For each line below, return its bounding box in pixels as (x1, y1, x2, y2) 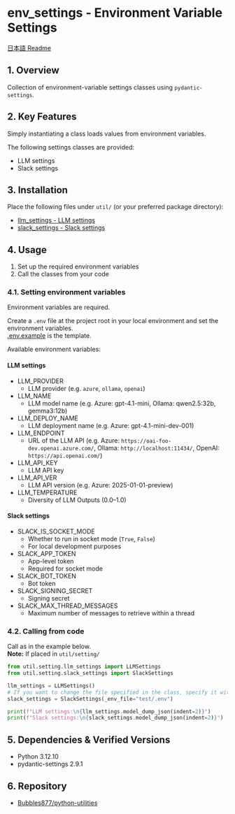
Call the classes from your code (17, 270, 110, 278)
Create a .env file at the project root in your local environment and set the (7, 317, 219, 325)
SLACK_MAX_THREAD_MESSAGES (17, 601, 118, 610)
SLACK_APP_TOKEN (17, 549, 76, 557)
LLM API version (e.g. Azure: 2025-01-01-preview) (27, 480, 173, 489)
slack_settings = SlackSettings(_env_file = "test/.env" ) (7, 695, 173, 702)
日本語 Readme (7, 43, 51, 52)
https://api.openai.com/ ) (27, 451, 103, 459)
